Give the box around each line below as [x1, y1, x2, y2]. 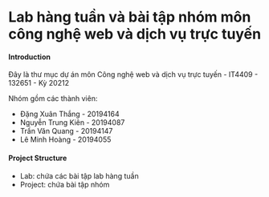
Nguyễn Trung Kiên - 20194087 [19, 118, 125, 127]
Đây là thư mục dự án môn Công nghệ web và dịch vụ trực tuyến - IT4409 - [8, 70, 259, 79]
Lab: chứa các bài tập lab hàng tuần [19, 171, 139, 180]
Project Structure [8, 153, 67, 163]
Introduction [8, 52, 51, 62]
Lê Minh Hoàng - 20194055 [19, 135, 112, 144]
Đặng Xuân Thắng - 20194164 [19, 109, 120, 119]
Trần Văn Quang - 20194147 [19, 127, 113, 136]
